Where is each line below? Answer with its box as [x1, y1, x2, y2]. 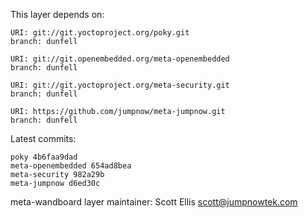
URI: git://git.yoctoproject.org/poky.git [10, 28, 190, 38]
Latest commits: [10, 133, 77, 144]
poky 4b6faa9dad [10, 152, 78, 162]
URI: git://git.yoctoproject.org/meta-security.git [10, 80, 230, 90]
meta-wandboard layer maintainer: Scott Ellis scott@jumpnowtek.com [10, 196, 298, 208]
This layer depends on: [10, 9, 105, 20]
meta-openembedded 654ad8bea [10, 161, 132, 171]
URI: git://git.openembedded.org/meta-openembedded [10, 54, 230, 64]
